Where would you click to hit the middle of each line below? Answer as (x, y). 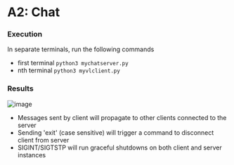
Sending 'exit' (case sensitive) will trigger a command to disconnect (116, 132)
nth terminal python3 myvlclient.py (69, 70)
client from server (43, 140)
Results (20, 88)
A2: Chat (34, 12)
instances (32, 154)
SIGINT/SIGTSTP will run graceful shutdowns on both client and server (120, 147)
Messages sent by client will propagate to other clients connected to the (122, 117)
